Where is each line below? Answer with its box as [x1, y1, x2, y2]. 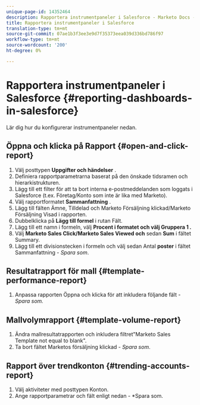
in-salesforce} [6, 104, 79, 117]
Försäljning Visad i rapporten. [14, 210, 87, 218]
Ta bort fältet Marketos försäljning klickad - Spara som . [14, 343, 151, 351]
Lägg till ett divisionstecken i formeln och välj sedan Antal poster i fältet [14, 243, 191, 250]
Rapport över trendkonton [6, 361, 105, 371]
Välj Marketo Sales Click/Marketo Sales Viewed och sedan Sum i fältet [14, 229, 192, 237]
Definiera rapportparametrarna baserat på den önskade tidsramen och [14, 173, 188, 180]
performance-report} [6, 275, 87, 286]
